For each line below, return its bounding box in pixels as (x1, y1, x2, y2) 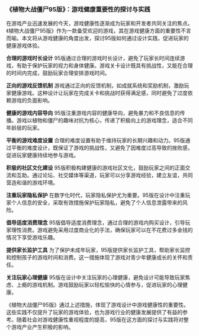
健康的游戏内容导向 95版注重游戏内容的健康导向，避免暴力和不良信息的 (6, 110, 180, 117)
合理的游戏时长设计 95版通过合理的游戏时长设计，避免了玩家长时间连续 (6, 55, 180, 62)
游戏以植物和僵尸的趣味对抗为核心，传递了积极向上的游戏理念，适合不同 (16, 117, 193, 124)
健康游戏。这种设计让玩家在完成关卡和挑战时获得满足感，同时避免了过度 (11, 89, 188, 97)
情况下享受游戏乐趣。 (6, 234, 58, 241)
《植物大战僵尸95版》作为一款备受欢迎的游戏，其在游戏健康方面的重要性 (6, 27, 181, 34)
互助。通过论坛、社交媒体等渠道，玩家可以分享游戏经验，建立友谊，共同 (16, 172, 193, 179)
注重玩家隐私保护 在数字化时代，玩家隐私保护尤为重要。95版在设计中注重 (6, 191, 185, 199)
